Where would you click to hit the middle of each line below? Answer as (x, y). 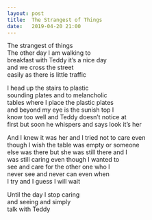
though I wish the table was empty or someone (73, 145)
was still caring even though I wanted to (63, 160)
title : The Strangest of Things (55, 20)
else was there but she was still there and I (67, 152)
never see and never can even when (58, 174)
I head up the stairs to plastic (48, 88)
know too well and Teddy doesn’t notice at (67, 117)
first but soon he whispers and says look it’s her (75, 125)
